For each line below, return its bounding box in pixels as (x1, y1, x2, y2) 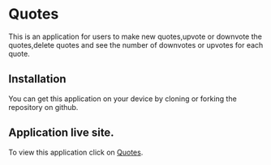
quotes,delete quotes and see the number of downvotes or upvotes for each (8, 40, 264, 49)
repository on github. (8, 102, 79, 112)
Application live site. (8, 126, 115, 140)
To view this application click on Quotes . (8, 147, 144, 157)
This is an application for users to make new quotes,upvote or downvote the (8, 32, 262, 41)
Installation (8, 72, 67, 86)
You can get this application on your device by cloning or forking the (8, 94, 237, 104)
